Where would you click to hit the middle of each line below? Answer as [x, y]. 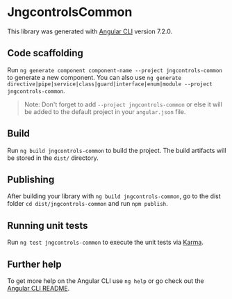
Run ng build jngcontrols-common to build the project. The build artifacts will [117, 150]
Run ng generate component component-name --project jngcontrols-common [115, 70]
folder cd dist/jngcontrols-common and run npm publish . [88, 204]
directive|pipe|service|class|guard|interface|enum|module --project [110, 84]
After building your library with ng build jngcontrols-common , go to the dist [114, 196]
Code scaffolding [45, 53]
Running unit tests [48, 226]
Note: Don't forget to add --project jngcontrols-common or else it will [123, 104]
